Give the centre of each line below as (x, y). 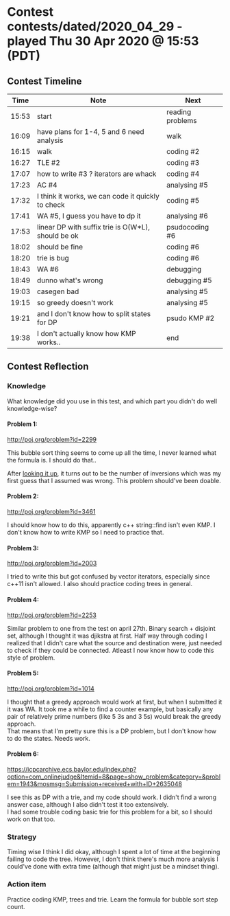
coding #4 (183, 174)
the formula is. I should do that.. (52, 460)
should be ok (57, 236)
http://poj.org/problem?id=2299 (52, 439)
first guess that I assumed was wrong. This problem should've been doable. (114, 480)
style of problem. (31, 658)
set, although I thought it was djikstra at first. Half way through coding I (107, 636)
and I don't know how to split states (94, 314)
